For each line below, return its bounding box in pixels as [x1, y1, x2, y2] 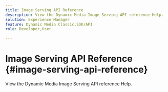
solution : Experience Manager [5, 17, 70, 22]
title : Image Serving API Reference [5, 7, 83, 13]
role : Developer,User [5, 27, 52, 32]
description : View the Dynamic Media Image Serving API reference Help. [5, 12, 164, 17]
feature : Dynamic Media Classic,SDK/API [5, 21, 93, 27]
